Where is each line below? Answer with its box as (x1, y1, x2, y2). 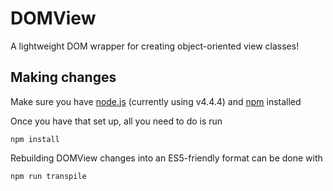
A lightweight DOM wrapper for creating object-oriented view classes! (10, 40, 300, 52)
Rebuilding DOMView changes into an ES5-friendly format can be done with (10, 152, 323, 164)
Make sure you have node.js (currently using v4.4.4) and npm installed (10, 95, 302, 107)
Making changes (10, 69, 117, 86)
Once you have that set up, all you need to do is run (10, 115, 223, 127)
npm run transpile (10, 171, 87, 181)
